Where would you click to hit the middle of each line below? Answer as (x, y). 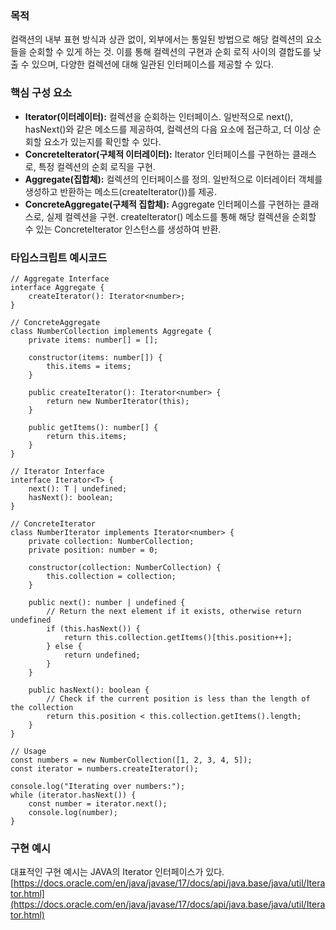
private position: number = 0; (93, 550)
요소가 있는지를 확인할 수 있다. (102, 141)
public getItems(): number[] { (93, 427)
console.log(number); (73, 812)
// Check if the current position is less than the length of (178, 698)
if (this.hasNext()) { (93, 628)
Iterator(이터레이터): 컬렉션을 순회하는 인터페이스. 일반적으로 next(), (159, 116)
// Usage (28, 751)
